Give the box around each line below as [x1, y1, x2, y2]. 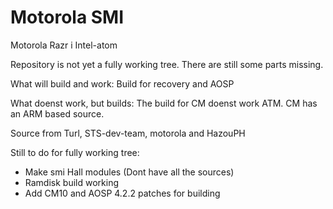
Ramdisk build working [24, 176, 119, 188]
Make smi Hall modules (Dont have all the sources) [24, 166, 235, 178]
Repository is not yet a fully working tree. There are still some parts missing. [10, 58, 324, 70]
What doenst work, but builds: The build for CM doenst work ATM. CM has [10, 97, 318, 109]
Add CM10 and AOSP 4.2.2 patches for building [24, 187, 221, 199]
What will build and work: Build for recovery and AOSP [10, 77, 235, 90]
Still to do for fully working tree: [10, 146, 140, 158]
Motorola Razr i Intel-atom [10, 39, 118, 51]
